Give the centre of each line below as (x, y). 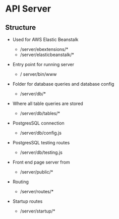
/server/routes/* (37, 191)
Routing (21, 182)
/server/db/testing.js (41, 152)
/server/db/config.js (41, 133)
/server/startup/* (38, 211)
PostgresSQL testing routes (41, 143)
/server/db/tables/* (40, 113)
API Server (28, 9)
